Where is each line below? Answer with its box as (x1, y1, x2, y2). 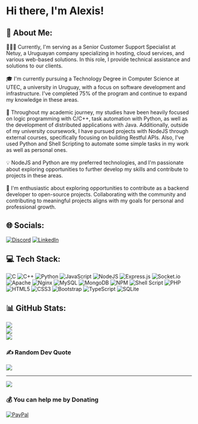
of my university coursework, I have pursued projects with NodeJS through (6, 128, 189, 134)
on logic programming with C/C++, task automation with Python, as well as (6, 115, 188, 122)
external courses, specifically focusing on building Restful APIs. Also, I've (6, 134, 184, 141)
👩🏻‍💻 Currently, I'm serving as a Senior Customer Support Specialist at (6, 43, 176, 50)
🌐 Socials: (6, 221, 45, 231)
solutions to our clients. (6, 62, 63, 69)
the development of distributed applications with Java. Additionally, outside (6, 121, 189, 128)
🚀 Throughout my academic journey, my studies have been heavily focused (6, 109, 189, 116)
